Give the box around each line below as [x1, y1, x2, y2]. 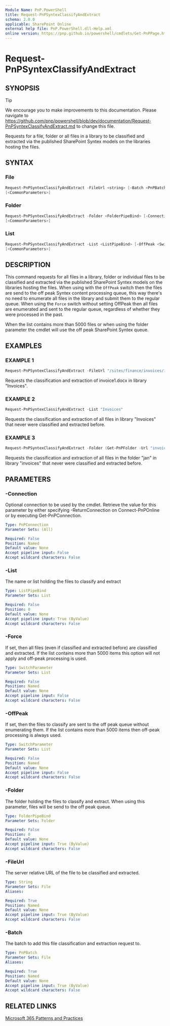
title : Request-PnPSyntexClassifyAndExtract [5, 12, 101, 17]
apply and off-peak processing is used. [5, 655, 87, 661]
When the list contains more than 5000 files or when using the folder [5, 322, 149, 328]
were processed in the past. [5, 311, 64, 317]
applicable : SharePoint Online [5, 21, 71, 27]
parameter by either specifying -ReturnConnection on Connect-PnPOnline [5, 507, 160, 513]
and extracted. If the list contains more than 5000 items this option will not [5, 650, 160, 656]
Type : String [5, 879, 33, 885]
